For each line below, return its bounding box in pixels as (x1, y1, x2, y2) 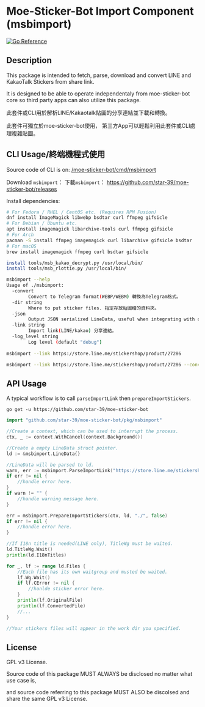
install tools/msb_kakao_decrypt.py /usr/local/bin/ (6, 260, 143, 266)
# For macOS (6, 243, 37, 249)
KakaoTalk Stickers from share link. (6, 78, 95, 85)
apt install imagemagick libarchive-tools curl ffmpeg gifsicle (6, 226, 173, 232)
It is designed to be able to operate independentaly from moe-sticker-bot (6, 90, 190, 97)
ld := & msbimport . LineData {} (6, 451, 81, 457)
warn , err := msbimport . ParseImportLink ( (6, 467, 113, 473)
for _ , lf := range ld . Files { (6, 563, 86, 569)
